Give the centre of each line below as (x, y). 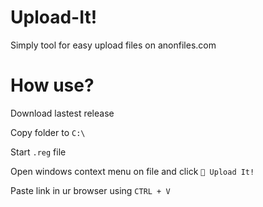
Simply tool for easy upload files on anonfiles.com (113, 45)
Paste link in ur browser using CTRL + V (90, 190)
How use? (52, 85)
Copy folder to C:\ (48, 132)
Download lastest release (62, 113)
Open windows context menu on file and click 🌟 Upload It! (132, 171)
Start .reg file (38, 152)
